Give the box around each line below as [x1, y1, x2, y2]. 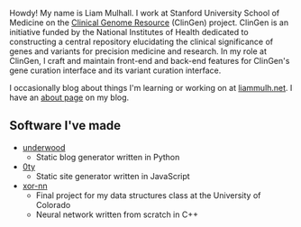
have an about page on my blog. [9, 92, 130, 103]
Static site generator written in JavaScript [35, 170, 191, 181]
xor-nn [22, 180, 48, 191]
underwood [22, 141, 66, 152]
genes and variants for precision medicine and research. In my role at [9, 46, 268, 57]
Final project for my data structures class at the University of [35, 189, 261, 201]
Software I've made [9, 118, 122, 133]
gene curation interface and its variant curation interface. [9, 65, 222, 76]
